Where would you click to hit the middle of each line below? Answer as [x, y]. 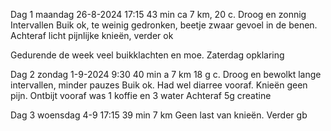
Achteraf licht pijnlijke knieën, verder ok [92, 35]
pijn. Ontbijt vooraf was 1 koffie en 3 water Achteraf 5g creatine [141, 95]
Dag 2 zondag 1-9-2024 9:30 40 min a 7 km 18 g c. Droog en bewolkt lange [166, 74]
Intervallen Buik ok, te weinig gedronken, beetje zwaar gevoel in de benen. [164, 25]
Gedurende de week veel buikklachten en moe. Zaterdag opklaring [147, 55]
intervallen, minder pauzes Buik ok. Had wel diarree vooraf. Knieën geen [159, 85]
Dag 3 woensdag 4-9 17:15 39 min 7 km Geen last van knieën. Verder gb [159, 115]
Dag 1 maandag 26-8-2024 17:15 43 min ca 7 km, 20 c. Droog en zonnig [158, 14]
